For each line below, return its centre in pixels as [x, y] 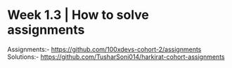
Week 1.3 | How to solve [78, 15]
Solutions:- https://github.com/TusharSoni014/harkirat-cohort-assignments [116, 57]
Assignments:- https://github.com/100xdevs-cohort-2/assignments [104, 49]
